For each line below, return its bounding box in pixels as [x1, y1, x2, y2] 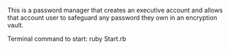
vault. [7, 21, 24, 29]
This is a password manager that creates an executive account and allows [7, 6, 223, 14]
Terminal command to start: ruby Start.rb [7, 35, 127, 43]
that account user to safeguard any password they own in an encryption [7, 13, 218, 22]
